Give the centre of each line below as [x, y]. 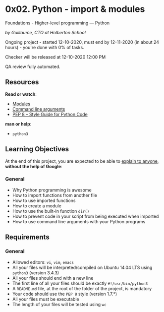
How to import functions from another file [55, 195]
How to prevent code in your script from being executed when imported [85, 216]
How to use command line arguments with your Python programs [79, 221]
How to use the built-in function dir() [51, 211]
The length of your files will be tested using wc [59, 304]
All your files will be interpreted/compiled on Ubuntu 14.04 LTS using [82, 267]
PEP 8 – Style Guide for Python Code [50, 114]
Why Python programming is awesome [52, 190]
